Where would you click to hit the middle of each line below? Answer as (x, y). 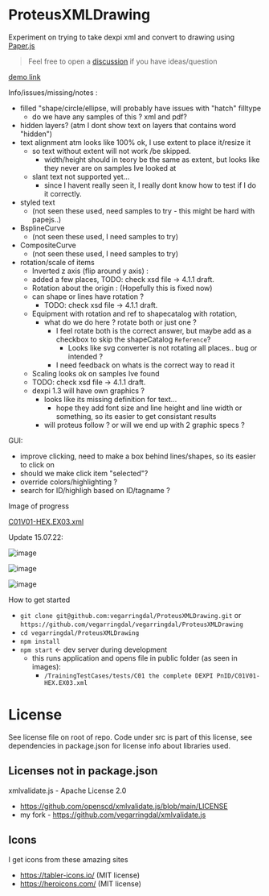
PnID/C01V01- (238, 676)
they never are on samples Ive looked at (110, 168)
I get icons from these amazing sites (68, 859)
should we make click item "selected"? (84, 473)
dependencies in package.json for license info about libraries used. (120, 745)
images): (47, 666)
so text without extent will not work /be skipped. (111, 151)
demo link (25, 77)
